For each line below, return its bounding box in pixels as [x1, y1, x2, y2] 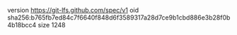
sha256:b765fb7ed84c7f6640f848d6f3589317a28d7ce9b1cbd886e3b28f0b [7, 13, 231, 22]
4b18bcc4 [7, 21, 37, 29]
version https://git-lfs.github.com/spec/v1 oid [7, 6, 139, 14]
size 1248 [37, 21, 66, 29]
